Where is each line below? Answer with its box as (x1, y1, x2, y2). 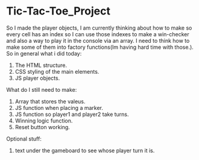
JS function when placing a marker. (14, 104, 104, 111)
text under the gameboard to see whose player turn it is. (14, 147, 155, 154)
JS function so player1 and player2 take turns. (14, 110, 129, 118)
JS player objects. (14, 74, 60, 82)
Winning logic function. (14, 117, 73, 124)
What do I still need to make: (6, 86, 77, 93)
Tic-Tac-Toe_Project (6, 4, 110, 18)
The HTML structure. (14, 62, 68, 69)
